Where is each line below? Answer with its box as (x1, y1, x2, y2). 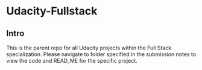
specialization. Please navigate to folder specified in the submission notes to (6, 51, 197, 58)
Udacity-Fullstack (6, 4, 98, 18)
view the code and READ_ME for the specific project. (6, 57, 137, 64)
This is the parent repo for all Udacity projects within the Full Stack (6, 44, 172, 51)
